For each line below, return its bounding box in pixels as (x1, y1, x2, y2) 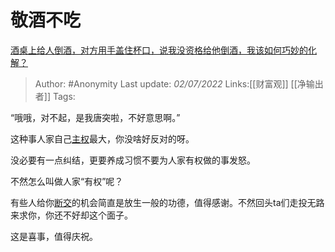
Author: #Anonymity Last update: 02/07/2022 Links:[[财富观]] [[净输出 (34, 77, 324, 90)
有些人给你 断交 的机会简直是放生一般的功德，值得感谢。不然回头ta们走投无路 (10, 196, 325, 208)
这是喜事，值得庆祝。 (10, 230, 98, 242)
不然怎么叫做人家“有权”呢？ (10, 175, 124, 187)
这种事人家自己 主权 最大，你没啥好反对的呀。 (10, 132, 195, 145)
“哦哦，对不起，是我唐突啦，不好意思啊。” (10, 111, 181, 123)
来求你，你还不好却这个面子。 (10, 209, 133, 221)
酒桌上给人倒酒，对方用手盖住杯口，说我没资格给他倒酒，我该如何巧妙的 (10, 44, 308, 56)
